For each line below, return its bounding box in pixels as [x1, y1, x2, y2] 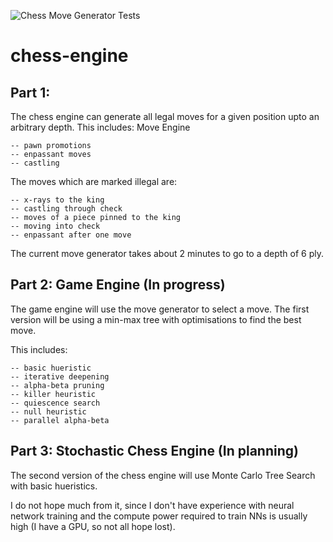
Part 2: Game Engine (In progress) [10, 276, 226, 294]
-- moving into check [10, 221, 101, 231]
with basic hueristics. [10, 480, 98, 492]
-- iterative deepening [10, 371, 110, 382]
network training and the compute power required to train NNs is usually [10, 510, 308, 522]
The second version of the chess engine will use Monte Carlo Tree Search [10, 469, 316, 481]
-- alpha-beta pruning [10, 380, 105, 390]
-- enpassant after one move [10, 230, 132, 240]
